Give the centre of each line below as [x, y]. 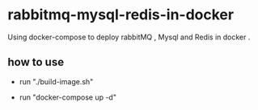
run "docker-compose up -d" [68, 97]
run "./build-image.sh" [56, 81]
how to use [36, 62]
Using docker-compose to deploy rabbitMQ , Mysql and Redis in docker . [129, 37]
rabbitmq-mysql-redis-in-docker [121, 15]
